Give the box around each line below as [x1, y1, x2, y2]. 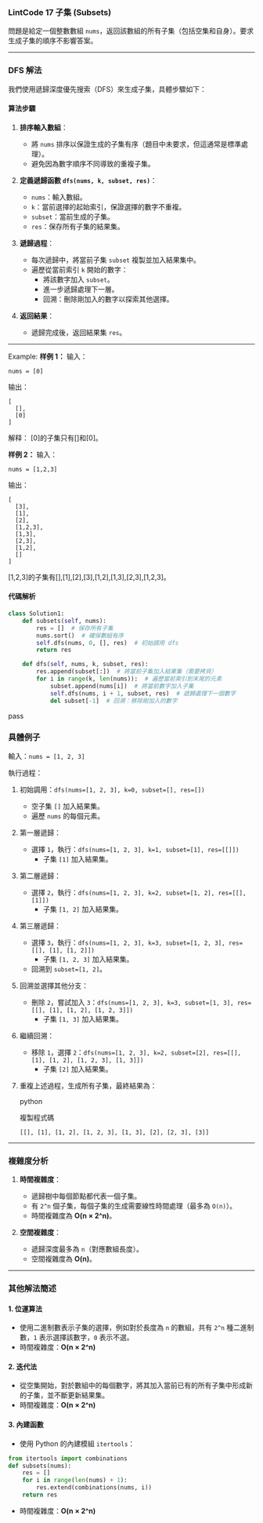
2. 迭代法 [8, 1361, 38, 1371]
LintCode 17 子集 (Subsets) [8, 6, 112, 17]
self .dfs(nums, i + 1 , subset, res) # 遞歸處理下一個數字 [49, 689, 236, 698]
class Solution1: [8, 610, 65, 618]
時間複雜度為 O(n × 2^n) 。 [31, 1211, 117, 1221]
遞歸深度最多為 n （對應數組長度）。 [31, 1244, 143, 1254]
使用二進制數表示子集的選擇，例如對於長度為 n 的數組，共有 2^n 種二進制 [19, 1323, 254, 1332]
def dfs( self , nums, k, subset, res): [22, 661, 149, 669]
